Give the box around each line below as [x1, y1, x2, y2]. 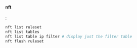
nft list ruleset [5, 25, 42, 30]
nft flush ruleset [5, 38, 44, 43]
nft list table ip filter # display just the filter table [5, 34, 132, 39]
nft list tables [5, 29, 39, 34]
